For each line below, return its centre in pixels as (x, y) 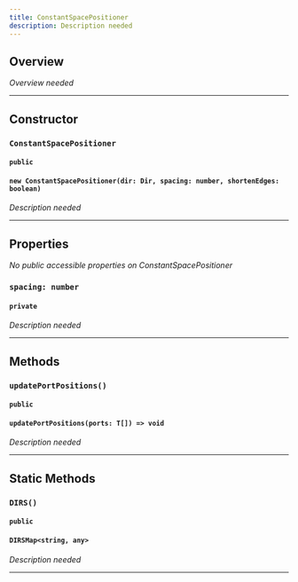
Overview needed (41, 83)
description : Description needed (71, 26)
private (24, 306)
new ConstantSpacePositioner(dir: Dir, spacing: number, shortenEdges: (144, 181)
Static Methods (52, 479)
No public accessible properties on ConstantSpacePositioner (121, 265)
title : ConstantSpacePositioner (69, 17)
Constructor (43, 119)
